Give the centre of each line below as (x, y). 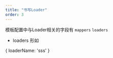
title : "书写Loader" (26, 10)
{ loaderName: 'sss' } (27, 50)
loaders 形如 (26, 40)
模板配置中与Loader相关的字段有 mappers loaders (57, 30)
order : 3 (15, 15)
